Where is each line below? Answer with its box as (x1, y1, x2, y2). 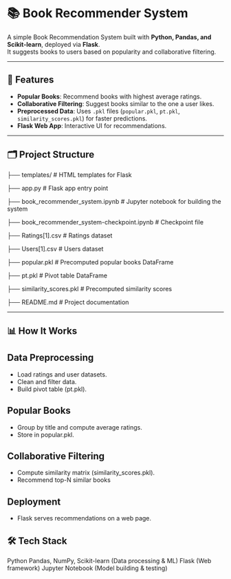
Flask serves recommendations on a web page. (16, 514, 152, 523)
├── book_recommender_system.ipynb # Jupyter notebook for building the (7, 197, 221, 205)
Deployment (7, 496, 61, 507)
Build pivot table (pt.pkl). (16, 385, 87, 393)
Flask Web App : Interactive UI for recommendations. (16, 121, 167, 129)
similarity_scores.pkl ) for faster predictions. (16, 114, 148, 123)
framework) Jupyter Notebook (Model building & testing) (7, 564, 168, 572)
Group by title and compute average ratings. (16, 423, 142, 431)
